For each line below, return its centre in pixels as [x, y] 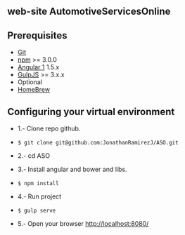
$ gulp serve [37, 211]
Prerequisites [37, 35]
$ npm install [38, 184]
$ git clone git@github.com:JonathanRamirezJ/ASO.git [98, 143]
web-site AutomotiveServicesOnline [89, 12]
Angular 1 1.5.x [38, 67]
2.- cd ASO [34, 156]
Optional [30, 82]
